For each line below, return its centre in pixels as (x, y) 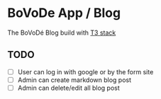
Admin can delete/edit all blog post (69, 88)
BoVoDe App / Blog (64, 13)
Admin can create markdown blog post (74, 80)
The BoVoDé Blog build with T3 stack (62, 33)
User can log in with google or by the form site (85, 71)
